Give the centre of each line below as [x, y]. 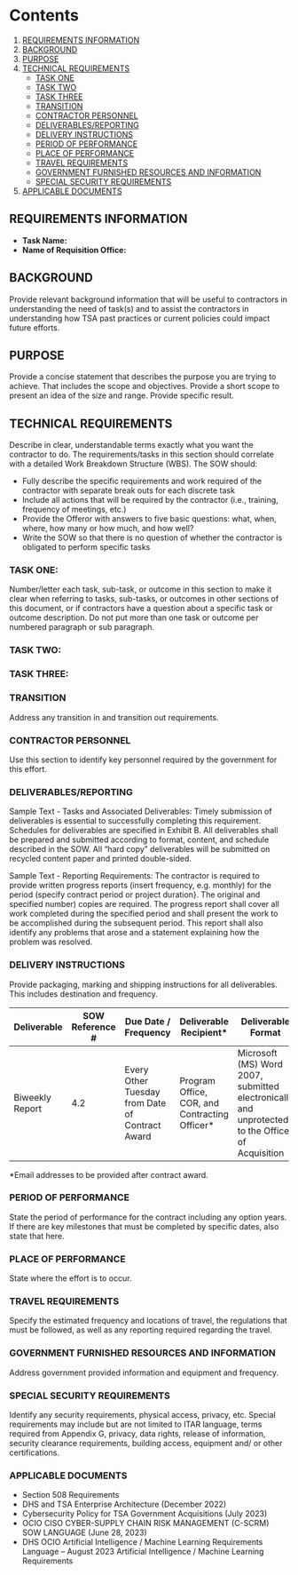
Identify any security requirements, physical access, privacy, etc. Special [143, 1415]
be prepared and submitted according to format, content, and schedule [139, 839]
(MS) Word [260, 1064]
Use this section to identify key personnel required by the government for [143, 760]
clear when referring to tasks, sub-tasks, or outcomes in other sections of [144, 599]
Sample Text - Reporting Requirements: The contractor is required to [134, 876]
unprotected [263, 1119]
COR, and [200, 1102]
